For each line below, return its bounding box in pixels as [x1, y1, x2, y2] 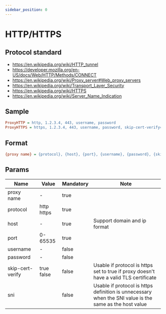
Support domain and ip [93, 217, 147, 224]
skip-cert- [7, 264, 33, 271]
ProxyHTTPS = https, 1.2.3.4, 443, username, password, [5, 125, 123, 130]
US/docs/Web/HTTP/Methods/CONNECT [12, 72, 97, 78]
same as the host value [93, 301, 147, 308]
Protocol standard [5, 48, 62, 57]
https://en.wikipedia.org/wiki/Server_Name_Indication [12, 93, 122, 99]
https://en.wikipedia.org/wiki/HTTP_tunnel [12, 61, 99, 67]
